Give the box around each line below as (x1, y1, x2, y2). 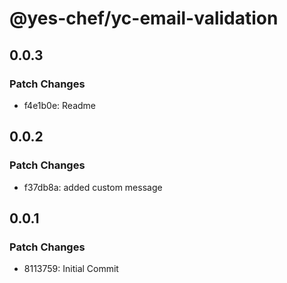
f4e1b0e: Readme (23, 99, 97, 111)
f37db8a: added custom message (23, 181, 163, 193)
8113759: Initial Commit (23, 263, 119, 275)
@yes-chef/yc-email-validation (9, 7, 279, 30)
